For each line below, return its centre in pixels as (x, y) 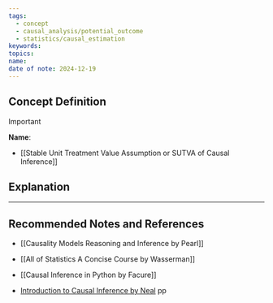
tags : (17, 16)
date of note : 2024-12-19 (52, 69)
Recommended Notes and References (106, 224)
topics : (22, 54)
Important (25, 121)
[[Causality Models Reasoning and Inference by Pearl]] (112, 244)
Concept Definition (58, 102)
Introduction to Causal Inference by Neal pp (93, 291)
